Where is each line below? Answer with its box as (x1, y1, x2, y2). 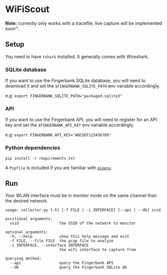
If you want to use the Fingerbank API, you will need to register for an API (5, 117, 157, 123)
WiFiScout (5, 4, 50, 15)
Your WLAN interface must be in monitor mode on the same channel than (5, 192, 157, 198)
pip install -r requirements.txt (5, 156, 75, 161)
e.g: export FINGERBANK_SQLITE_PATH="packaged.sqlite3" (5, 93, 123, 99)
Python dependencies (5, 145, 60, 152)
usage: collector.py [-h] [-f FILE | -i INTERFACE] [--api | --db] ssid (5, 208, 161, 213)
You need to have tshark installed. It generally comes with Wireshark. (5, 53, 149, 59)
